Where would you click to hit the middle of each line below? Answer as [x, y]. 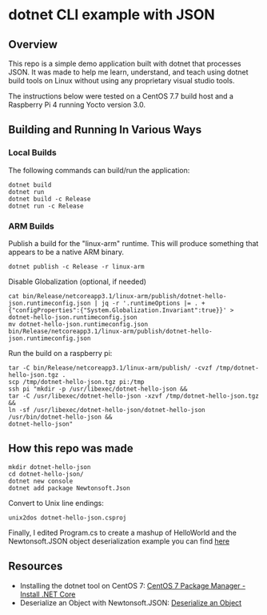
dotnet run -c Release [46, 206]
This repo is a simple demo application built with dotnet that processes [125, 63]
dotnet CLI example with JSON [112, 15]
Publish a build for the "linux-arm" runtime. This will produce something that [133, 243]
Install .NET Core [48, 594]
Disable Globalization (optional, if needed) [77, 281]
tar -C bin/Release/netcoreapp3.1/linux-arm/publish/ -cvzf [111, 368]
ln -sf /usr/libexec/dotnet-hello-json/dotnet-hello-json [107, 410]
